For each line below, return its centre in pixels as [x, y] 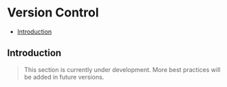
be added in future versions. [64, 77]
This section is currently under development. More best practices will [122, 69]
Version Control [53, 13]
